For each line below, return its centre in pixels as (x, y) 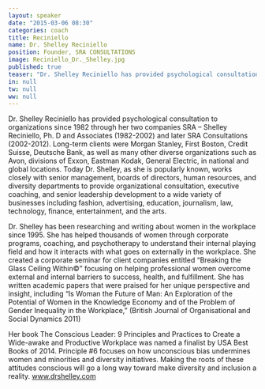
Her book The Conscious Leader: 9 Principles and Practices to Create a (124, 334)
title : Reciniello (38, 38)
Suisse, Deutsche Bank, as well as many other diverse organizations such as (132, 153)
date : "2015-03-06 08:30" (50, 23)
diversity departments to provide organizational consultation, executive (124, 186)
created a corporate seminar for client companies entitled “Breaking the (125, 260)
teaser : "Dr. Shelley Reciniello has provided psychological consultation (134, 74)
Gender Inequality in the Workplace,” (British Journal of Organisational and (129, 311)
